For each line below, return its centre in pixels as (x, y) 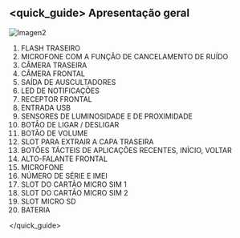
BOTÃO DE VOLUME (54, 133)
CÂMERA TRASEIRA (54, 65)
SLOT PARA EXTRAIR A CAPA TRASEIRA (87, 141)
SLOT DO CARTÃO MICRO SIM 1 (73, 184)
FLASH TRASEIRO (51, 48)
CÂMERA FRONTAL (53, 73)
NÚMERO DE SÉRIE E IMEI (64, 175)
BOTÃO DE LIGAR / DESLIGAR (70, 124)
